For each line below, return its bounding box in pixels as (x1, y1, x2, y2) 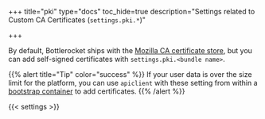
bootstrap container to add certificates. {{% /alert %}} (8, 86, 185, 96)
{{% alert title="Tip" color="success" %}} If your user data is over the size (8, 70, 252, 79)
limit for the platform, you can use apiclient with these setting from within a (8, 79, 258, 87)
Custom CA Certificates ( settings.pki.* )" (8, 15, 146, 25)
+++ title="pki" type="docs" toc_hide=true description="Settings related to (8, 7, 255, 16)
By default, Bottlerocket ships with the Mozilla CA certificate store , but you (8, 46, 253, 55)
